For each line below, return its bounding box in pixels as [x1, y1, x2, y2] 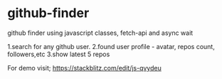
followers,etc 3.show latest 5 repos [7, 50, 110, 58]
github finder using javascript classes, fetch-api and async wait [7, 28, 194, 37]
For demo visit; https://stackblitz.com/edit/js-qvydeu [7, 63, 162, 72]
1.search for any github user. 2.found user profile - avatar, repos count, [7, 42, 215, 51]
